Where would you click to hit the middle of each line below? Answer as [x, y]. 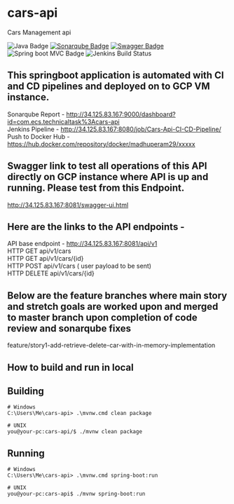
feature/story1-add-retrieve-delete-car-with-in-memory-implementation [111, 346]
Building [26, 391]
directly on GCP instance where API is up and [108, 177]
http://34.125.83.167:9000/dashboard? [121, 114]
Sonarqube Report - [36, 114]
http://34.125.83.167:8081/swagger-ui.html [68, 205]
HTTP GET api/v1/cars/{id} [46, 259]
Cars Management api [39, 32]
